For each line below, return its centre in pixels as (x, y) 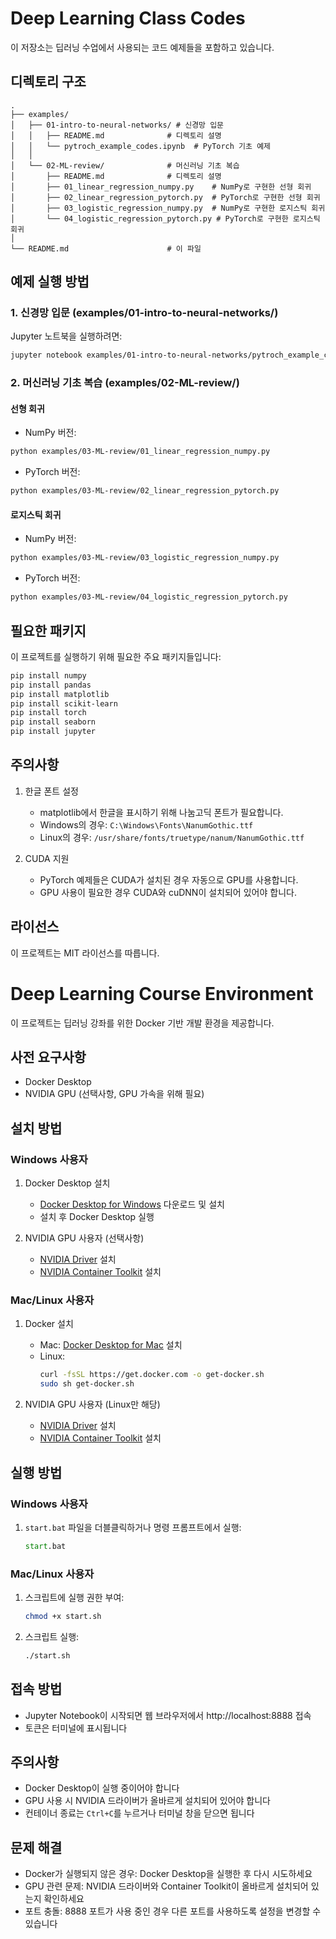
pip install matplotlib (60, 694)
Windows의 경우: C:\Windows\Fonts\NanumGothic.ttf (146, 824)
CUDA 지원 (47, 858)
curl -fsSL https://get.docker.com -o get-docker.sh (152, 1375)
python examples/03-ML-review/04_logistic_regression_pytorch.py (149, 597)
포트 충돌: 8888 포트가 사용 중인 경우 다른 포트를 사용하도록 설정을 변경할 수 (173, 1911)
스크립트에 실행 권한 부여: (74, 1598)
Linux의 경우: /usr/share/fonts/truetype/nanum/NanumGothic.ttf (172, 837)
